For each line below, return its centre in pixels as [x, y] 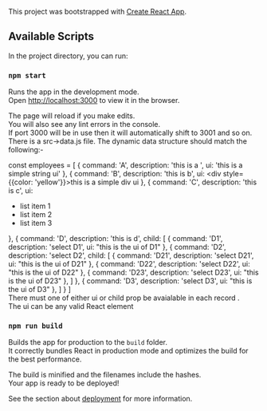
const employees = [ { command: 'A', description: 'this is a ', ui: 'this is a [126, 165]
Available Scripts [51, 36]
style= [233, 174]
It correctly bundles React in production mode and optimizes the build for [128, 351]
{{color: [21, 182]
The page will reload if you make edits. [72, 116]
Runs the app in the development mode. [74, 92]
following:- [26, 150]
